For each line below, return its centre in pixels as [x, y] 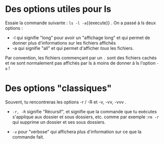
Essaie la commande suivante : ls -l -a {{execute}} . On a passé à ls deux [81, 23]
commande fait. [28, 137]
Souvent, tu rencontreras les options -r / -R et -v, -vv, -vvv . [66, 102]
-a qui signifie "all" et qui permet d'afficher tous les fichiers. [73, 48]
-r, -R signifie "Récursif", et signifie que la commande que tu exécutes [84, 111]
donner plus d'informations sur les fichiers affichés [64, 43]
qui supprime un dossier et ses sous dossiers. [59, 122]
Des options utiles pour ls [58, 9]
